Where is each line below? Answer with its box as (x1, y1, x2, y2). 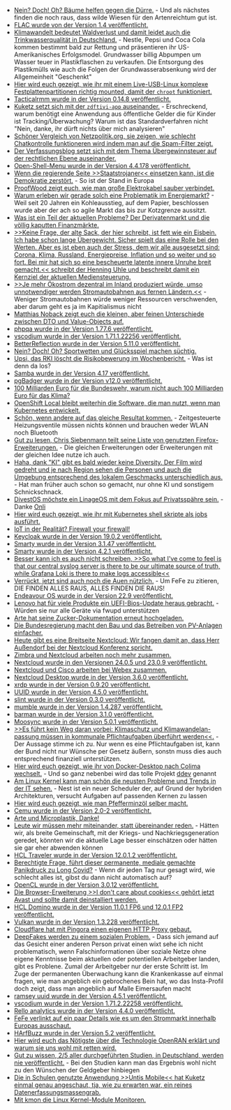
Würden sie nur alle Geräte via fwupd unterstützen (13, 606, 159, 615)
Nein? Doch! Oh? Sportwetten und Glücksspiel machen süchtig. (13, 347, 197, 355)
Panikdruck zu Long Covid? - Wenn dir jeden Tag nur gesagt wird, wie (13, 866, 216, 874)
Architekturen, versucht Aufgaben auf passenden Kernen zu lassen (13, 792, 207, 800)
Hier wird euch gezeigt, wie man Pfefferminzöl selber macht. (13, 799, 188, 807)
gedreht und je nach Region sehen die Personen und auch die (13, 465, 192, 474)
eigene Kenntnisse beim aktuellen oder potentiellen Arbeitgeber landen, (13, 955, 221, 963)
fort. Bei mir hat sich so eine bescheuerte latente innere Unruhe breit (13, 258, 211, 266)
